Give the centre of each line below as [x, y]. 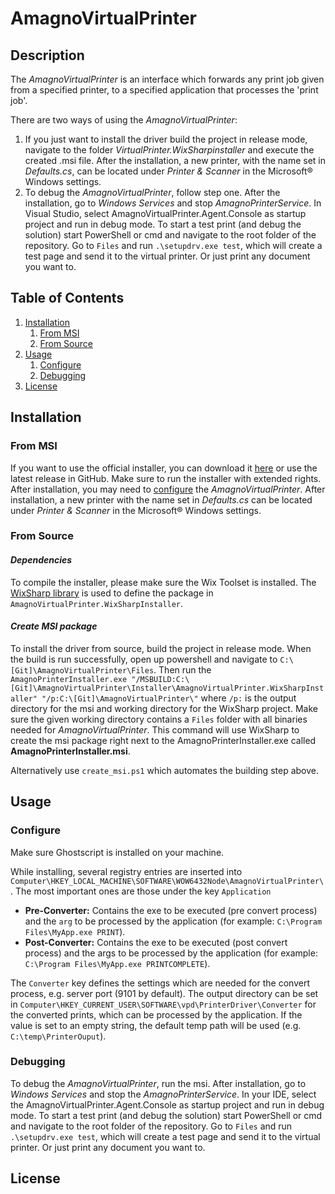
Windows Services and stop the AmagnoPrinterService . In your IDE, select [163, 1094]
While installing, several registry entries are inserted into [126, 871]
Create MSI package [54, 626]
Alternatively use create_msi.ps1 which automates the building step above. [164, 770]
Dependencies [41, 560]
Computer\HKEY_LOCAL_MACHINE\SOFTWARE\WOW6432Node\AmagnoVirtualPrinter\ [167, 881]
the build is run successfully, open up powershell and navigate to [144, 659]
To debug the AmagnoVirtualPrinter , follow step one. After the [152, 192]
